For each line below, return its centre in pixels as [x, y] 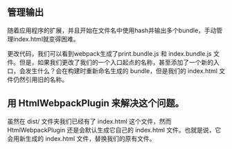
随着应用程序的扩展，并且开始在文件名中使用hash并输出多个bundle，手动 [112, 30]
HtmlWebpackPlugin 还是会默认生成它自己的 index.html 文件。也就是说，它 [114, 130]
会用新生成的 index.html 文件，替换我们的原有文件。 [81, 138]
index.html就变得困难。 [46, 39]
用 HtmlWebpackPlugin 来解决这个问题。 [96, 103]
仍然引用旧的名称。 [40, 79]
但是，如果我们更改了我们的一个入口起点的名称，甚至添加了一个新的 [116, 62]
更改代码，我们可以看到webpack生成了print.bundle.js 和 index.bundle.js [110, 53]
